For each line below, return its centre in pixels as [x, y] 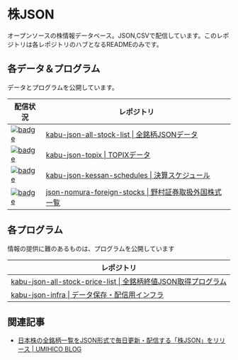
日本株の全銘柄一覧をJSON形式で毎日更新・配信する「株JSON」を [115, 340]
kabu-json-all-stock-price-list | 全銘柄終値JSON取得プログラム [119, 281]
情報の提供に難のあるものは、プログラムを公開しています [91, 248]
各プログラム [35, 230]
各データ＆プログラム [54, 69]
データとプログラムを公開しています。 [63, 87]
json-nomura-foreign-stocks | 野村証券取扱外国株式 [134, 192]
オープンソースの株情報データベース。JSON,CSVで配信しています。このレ [115, 35]
